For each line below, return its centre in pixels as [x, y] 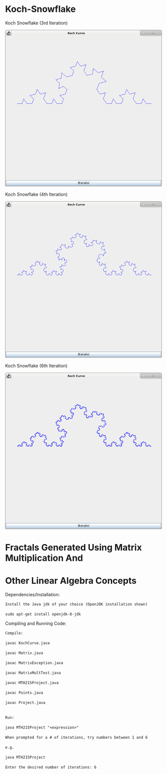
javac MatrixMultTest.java [33, 673]
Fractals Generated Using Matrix [74, 548]
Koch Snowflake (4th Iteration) [37, 194]
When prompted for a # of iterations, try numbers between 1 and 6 [77, 738]
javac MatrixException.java [34, 663]
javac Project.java [25, 703]
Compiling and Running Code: [36, 623]
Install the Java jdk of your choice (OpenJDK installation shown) [77, 605]
